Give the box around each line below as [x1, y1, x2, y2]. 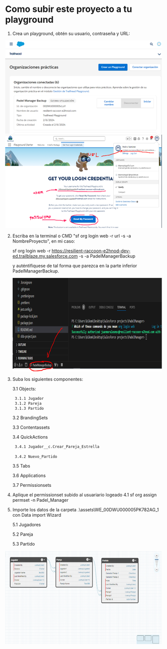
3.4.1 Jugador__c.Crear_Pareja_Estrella [14, 444, 100, 449]
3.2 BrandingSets [12, 414, 48, 421]
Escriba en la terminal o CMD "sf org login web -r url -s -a [12, 233, 131, 239]
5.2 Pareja [12, 531, 33, 537]
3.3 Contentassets [12, 424, 50, 430]
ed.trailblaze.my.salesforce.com [12, 253, 78, 259]
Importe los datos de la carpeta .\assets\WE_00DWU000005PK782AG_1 [12, 506, 159, 513]
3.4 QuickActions [12, 434, 48, 440]
